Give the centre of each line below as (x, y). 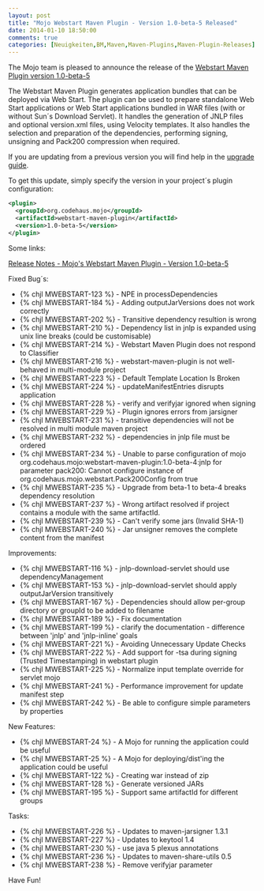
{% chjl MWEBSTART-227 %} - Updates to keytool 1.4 (107, 840)
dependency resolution (57, 496)
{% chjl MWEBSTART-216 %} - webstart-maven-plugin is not (118, 361)
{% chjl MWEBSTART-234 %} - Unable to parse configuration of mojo (133, 453)
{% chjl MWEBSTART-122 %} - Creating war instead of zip (114, 775)
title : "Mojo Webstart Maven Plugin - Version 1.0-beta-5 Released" (123, 23)
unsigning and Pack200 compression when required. (94, 142)
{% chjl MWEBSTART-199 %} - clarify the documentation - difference (132, 627)
